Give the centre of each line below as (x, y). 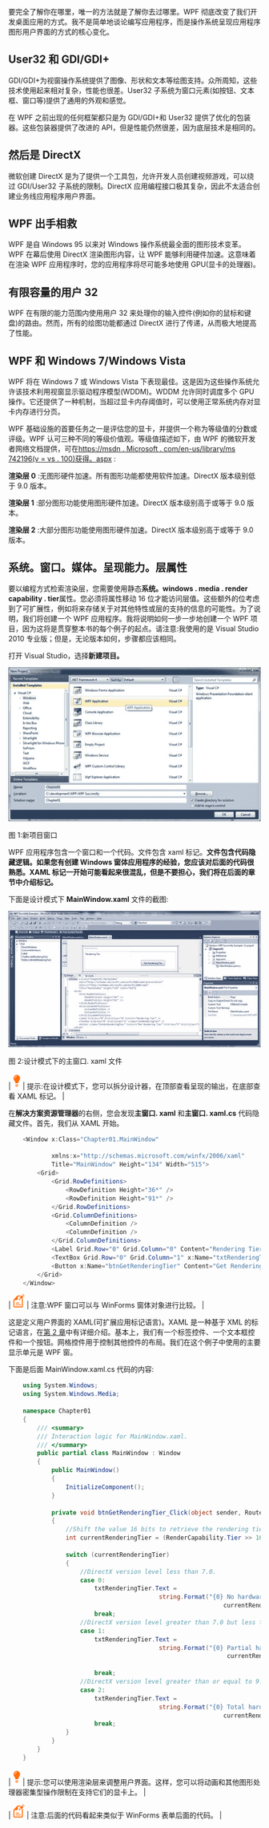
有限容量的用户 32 (53, 292)
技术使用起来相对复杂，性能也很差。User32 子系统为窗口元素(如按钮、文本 (131, 90)
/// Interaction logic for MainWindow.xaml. (112, 1436)
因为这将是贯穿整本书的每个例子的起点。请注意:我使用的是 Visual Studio (141, 629)
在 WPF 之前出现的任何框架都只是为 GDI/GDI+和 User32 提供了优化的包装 (130, 117)
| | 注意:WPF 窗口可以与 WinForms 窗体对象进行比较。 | (106, 1305)
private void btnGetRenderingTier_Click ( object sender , (146, 1513)
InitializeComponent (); (105, 1487)
